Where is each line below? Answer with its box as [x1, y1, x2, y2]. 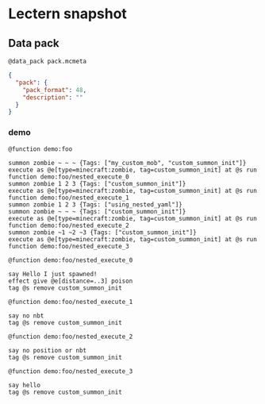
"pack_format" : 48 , [22, 86, 87, 94]
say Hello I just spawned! [8, 270, 98, 278]
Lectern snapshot [8, 5, 127, 23]
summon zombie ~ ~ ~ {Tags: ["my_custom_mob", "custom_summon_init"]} [8, 159, 247, 167]
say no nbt [8, 311, 44, 320]
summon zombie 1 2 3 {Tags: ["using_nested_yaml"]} [8, 200, 182, 209]
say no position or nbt [8, 346, 87, 354]
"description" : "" [22, 93, 83, 102]
